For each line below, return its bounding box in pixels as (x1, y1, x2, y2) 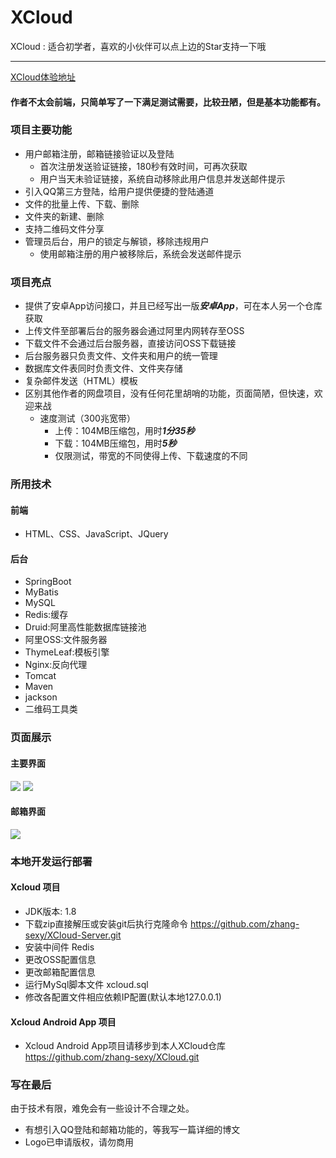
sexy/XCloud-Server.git (24, 929, 122, 941)
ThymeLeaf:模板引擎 (24, 646, 110, 658)
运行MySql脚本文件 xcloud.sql (24, 978, 149, 990)
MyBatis (24, 586, 59, 598)
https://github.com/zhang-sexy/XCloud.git (24, 1051, 200, 1063)
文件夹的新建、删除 (24, 210, 105, 222)
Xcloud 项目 (10, 881, 61, 893)
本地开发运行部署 (10, 854, 93, 868)
